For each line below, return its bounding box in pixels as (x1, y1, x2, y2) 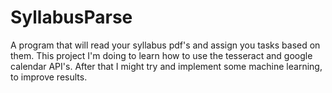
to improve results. (10, 71, 88, 83)
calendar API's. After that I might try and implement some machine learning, (10, 60, 323, 72)
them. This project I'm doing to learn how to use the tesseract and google (10, 49, 313, 61)
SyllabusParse (10, 6, 133, 29)
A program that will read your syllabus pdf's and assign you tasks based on (10, 39, 321, 51)
